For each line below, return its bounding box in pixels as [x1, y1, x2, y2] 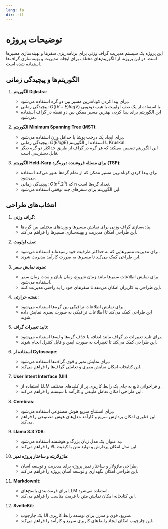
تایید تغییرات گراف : [13, 324, 48, 330]
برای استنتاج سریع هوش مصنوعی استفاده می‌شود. [20, 408, 115, 414]
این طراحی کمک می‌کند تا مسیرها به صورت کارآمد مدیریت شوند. [20, 254, 141, 260]
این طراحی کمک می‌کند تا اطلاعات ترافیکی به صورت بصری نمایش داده [20, 309, 152, 315]
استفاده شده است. [6, 61, 42, 67]
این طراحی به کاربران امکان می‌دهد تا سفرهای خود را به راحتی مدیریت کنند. [20, 284, 162, 290]
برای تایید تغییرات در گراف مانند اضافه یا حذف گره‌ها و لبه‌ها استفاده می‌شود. [20, 333, 162, 339]
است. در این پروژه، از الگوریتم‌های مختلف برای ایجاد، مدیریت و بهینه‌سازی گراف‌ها [6, 56, 157, 62]
